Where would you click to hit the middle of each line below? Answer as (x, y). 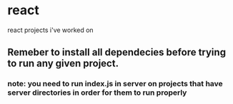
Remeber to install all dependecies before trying (117, 52)
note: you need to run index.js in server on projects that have (115, 84)
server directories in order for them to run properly (97, 93)
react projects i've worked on (51, 30)
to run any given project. (63, 64)
